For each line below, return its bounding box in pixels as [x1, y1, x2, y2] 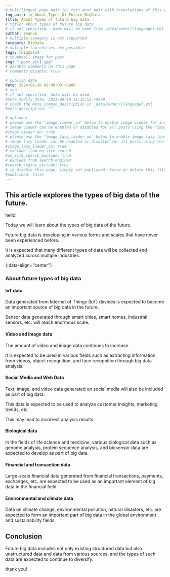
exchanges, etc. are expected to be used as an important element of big [5, 478, 156, 485]
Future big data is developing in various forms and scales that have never [5, 232, 158, 238]
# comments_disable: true [5, 69, 60, 74]
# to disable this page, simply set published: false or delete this [5, 167, 155, 173]
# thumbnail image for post [5, 54, 65, 60]
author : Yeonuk [5, 31, 37, 36]
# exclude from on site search [5, 148, 71, 154]
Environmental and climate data [5, 495, 73, 501]
